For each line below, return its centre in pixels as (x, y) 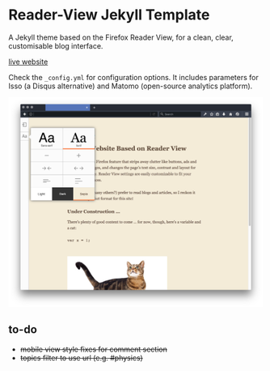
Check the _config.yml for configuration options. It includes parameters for (133, 77)
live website (28, 62)
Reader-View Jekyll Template (109, 15)
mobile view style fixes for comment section (93, 349)
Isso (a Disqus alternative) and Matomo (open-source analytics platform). (131, 86)
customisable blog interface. (56, 45)
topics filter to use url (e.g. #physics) (81, 357)
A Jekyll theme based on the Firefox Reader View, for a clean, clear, (121, 37)
